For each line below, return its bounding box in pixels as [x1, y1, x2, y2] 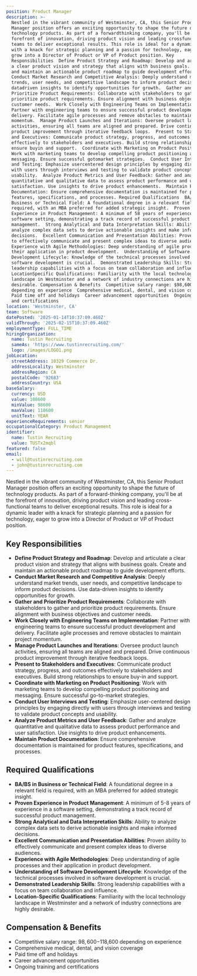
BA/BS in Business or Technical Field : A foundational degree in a [14, 780, 173, 787]
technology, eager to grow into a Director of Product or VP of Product [6, 515, 174, 523]
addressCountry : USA [11, 380, 62, 386]
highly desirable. [14, 905, 55, 913]
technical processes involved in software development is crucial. [14, 874, 171, 881]
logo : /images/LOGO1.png [11, 347, 72, 353]
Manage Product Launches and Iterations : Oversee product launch [14, 642, 179, 649]
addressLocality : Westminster [11, 364, 85, 370]
